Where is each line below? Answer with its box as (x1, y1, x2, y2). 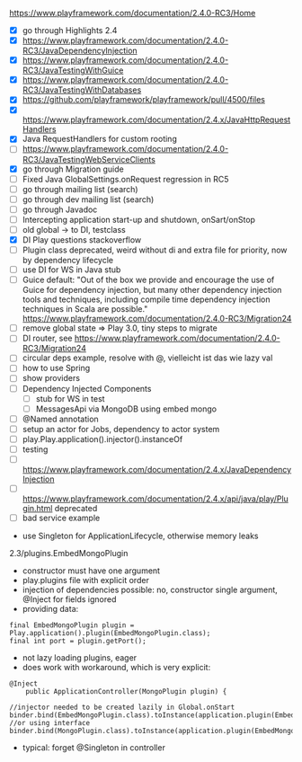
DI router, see (22, 332, 73, 344)
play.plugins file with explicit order (22, 575, 150, 586)
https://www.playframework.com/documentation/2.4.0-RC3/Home (9, 8, 256, 18)
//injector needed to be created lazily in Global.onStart (9, 703, 235, 713)
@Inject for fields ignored (22, 594, 117, 605)
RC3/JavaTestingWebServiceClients (22, 154, 155, 164)
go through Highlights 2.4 (22, 25, 118, 35)
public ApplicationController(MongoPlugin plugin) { (25, 687, 227, 696)
